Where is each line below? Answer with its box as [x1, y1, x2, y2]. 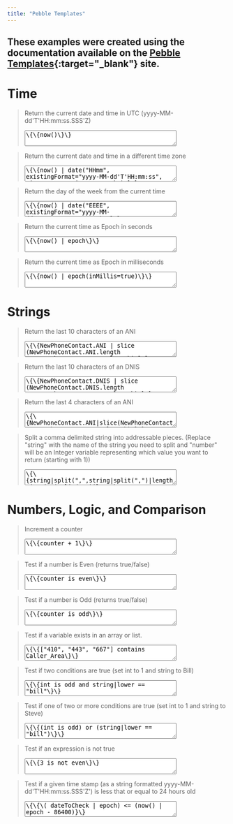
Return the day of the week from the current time [24, 186, 165, 196]
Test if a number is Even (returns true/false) [24, 560, 150, 568]
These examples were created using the [7, 36, 185, 48]
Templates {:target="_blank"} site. [7, 58, 160, 70]
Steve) [24, 709, 43, 717]
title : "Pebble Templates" [7, 10, 86, 17]
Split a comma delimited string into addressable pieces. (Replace [24, 433, 211, 441]
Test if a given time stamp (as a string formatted [24, 779, 163, 788]
